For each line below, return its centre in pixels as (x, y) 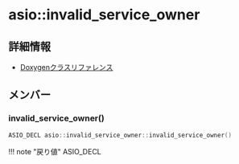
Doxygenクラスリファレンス (66, 67)
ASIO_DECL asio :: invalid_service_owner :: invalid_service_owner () (120, 135)
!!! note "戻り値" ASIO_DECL (55, 151)
